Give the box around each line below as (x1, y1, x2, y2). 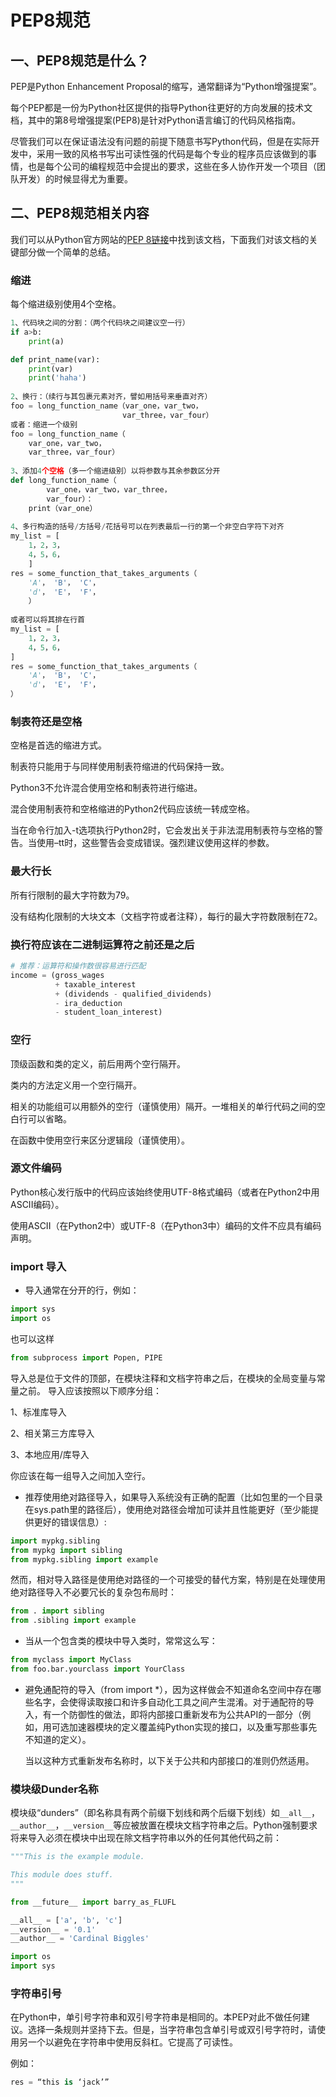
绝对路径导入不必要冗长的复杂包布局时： (10, 1586, 177, 1598)
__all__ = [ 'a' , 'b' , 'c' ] (10, 1915, 123, 1925)
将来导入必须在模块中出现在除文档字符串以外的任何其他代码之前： (10, 1832, 282, 1844)
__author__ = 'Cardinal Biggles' (10, 1934, 150, 1944)
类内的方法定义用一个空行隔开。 (10, 1079, 142, 1091)
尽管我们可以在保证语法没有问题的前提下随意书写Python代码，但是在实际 (10, 136, 312, 147)
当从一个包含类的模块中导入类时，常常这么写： (24, 1635, 218, 1647)
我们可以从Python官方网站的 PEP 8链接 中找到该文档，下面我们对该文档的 (10, 233, 310, 245)
